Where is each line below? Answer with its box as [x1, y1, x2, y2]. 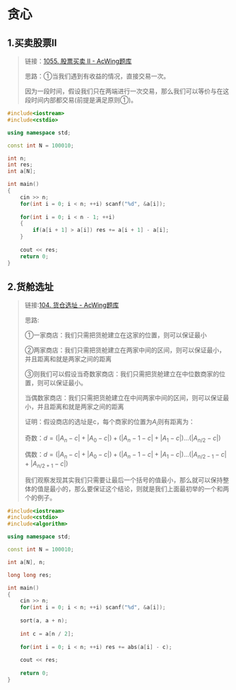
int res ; [7, 161, 33, 168]
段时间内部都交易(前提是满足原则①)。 [24, 96, 138, 104]
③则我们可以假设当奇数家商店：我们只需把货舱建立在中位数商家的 [24, 370, 220, 378]
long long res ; [7, 571, 52, 578]
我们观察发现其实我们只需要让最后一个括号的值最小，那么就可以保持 [24, 475, 223, 484]
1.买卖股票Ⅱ [7, 37, 57, 49]
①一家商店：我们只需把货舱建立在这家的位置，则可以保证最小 [24, 331, 207, 339]
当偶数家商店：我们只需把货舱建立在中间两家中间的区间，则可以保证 [24, 394, 223, 402]
